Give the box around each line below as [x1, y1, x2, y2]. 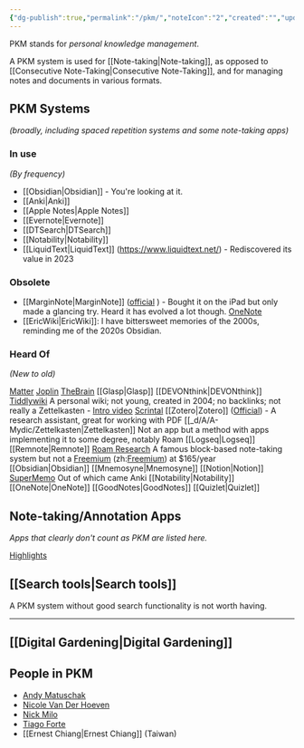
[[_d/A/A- [184, 415, 219, 426]
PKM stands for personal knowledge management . [9, 38, 200, 49]
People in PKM [9, 666, 93, 681]
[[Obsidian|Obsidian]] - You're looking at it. [22, 186, 184, 197]
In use [9, 148, 37, 160]
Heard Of [9, 348, 51, 360]
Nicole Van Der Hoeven [22, 699, 110, 711]
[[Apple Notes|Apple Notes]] [22, 205, 129, 216]
